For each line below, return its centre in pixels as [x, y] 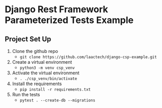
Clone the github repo [35, 51]
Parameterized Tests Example [69, 20]
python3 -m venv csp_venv [47, 68]
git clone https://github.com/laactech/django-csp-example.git [88, 57]
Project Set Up [28, 39]
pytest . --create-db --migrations [57, 100]
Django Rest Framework [56, 9]
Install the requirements [37, 84]
